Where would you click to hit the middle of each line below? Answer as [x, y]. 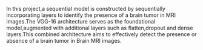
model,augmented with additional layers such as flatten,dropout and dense [100, 28]
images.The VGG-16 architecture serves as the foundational [81, 21]
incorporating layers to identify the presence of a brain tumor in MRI [91, 15]
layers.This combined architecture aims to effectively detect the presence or [101, 34]
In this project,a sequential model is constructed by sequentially [86, 9]
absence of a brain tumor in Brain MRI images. [64, 41]
